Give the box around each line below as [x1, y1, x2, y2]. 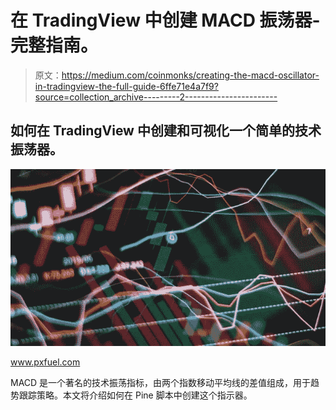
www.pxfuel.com [10, 356, 81, 368]
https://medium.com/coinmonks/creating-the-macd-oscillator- [61, 69, 320, 81]
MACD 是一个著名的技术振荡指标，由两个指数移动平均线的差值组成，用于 [10, 376, 312, 388]
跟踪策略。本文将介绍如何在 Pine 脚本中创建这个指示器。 [18, 389, 253, 401]
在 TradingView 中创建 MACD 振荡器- [10, 9, 321, 32]
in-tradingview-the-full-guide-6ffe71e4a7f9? [34, 80, 219, 92]
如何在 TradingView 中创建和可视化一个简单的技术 [10, 122, 322, 140]
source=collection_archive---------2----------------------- [34, 91, 278, 103]
